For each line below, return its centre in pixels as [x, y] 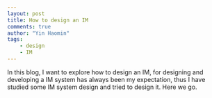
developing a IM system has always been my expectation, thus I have [106, 79]
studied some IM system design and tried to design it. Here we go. [102, 87]
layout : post [26, 14]
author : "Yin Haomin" [39, 33]
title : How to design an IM [48, 20]
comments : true [29, 26]
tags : [15, 40]
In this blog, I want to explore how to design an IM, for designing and [105, 72]
